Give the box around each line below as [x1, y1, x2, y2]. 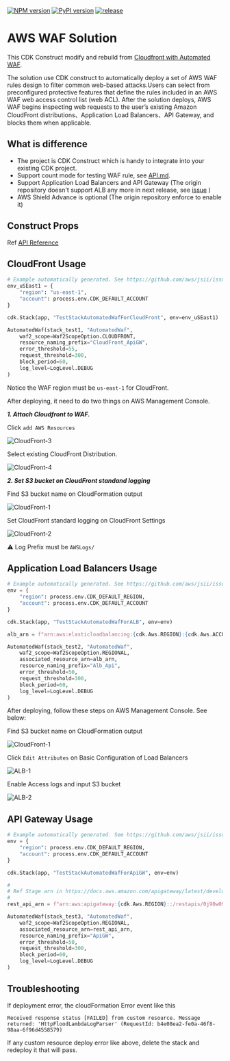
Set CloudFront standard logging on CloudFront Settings [7, 516, 166, 524]
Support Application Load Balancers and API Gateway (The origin [16, 178, 202, 186]
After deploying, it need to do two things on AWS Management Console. [7, 397, 210, 405]
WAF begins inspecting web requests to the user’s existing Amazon [7, 103, 197, 111]
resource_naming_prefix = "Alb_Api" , [19, 662, 121, 669]
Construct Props [7, 220, 79, 232]
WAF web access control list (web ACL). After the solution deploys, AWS [7, 95, 212, 103]
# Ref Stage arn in [7, 888, 63, 895]
